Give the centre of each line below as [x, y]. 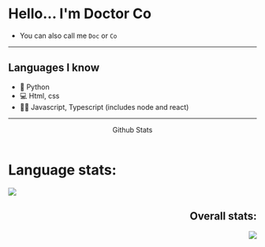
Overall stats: [223, 217]
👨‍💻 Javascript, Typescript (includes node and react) [104, 107]
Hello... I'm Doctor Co [80, 14]
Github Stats [132, 129]
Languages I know [54, 68]
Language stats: [62, 170]
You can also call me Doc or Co [68, 36]
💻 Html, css [39, 95]
